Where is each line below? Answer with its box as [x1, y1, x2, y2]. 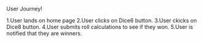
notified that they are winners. [6, 30, 82, 37]
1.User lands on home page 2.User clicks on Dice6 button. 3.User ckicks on [6, 17, 197, 24]
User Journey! [6, 5, 43, 12]
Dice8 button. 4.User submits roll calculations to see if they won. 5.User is [6, 24, 193, 30]
